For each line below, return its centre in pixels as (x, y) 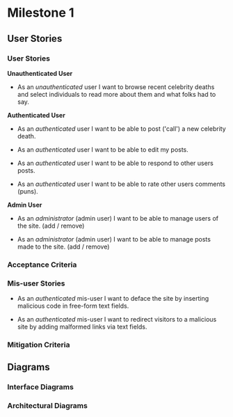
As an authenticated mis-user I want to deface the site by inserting (113, 299)
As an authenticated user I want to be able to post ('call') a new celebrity (121, 128)
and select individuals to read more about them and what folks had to (116, 94)
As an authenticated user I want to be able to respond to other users (115, 163)
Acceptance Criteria (42, 265)
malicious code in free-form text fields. (73, 306)
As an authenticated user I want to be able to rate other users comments (121, 184)
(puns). (27, 191)
